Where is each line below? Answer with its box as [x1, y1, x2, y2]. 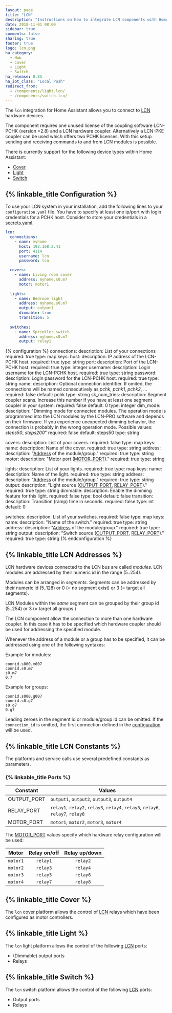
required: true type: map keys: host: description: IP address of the [5, 354, 144, 360]
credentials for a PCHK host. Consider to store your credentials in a [5, 214, 147, 221]
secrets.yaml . [5, 220, 34, 226]
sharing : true [5, 36, 36, 41]
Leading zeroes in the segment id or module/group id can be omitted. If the [5, 716, 164, 722]
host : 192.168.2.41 [18, 244, 60, 249]
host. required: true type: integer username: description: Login [18, 364, 151, 371]
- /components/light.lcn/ [10, 88, 66, 94]
